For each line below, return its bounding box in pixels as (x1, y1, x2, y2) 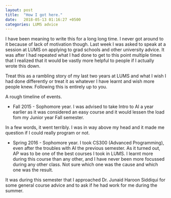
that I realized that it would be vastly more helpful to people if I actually (5, 57, 155, 64)
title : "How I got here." (5, 12, 63, 17)
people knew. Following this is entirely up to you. (5, 84, 108, 90)
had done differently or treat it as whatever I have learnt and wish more (5, 78, 155, 84)
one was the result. (12, 167, 54, 173)
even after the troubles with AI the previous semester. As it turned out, (12, 145, 161, 151)
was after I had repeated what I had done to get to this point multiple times (5, 52, 162, 58)
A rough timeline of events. (5, 94, 62, 100)
